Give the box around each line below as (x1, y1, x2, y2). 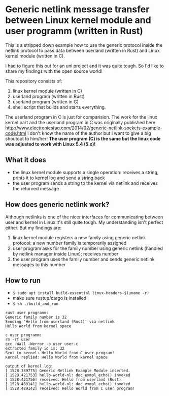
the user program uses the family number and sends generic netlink (12, 256, 155, 262)
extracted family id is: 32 (5, 346, 65, 351)
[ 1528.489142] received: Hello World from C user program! (5, 386, 136, 391)
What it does (5, 156, 47, 164)
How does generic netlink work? (5, 200, 110, 209)
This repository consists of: (5, 78, 62, 84)
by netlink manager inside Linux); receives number (12, 250, 119, 257)
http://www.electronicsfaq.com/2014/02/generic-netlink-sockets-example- (5, 125, 162, 131)
